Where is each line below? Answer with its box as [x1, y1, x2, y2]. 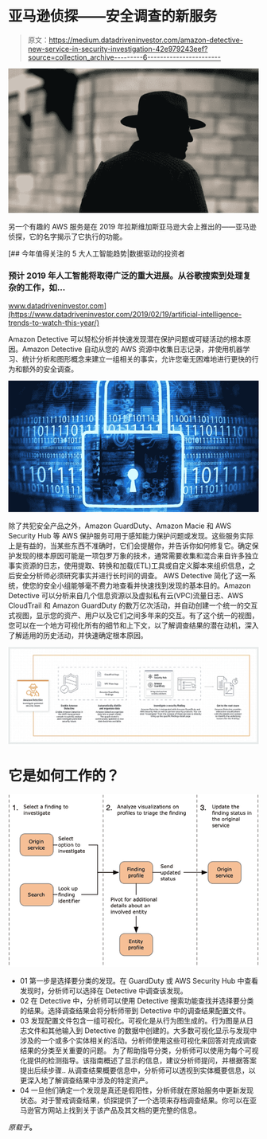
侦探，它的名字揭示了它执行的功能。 [8, 232, 127, 241]
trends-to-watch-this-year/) [8, 318, 99, 327]
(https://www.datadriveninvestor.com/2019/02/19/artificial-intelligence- [8, 309, 242, 319]
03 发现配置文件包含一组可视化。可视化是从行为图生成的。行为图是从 [19, 1016, 247, 1026]
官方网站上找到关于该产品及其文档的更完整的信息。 [33, 1106, 201, 1115]
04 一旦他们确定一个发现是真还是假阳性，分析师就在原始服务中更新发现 [19, 1086, 254, 1095]
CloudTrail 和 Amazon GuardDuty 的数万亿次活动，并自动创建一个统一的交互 [8, 601, 258, 610]
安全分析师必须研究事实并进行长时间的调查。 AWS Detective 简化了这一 [14, 570, 250, 580]
